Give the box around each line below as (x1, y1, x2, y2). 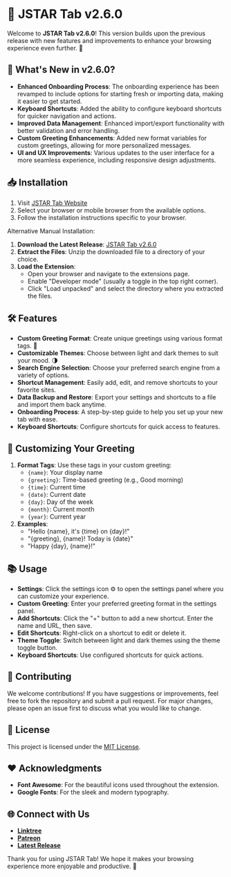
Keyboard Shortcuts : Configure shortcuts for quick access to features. (17, 422, 220, 431)
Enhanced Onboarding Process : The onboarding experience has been (17, 82, 219, 91)
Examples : (17, 520, 48, 528)
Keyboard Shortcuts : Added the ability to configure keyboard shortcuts (17, 104, 222, 113)
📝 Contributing (7, 671, 72, 682)
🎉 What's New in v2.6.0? (7, 64, 115, 75)
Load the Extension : (17, 262, 76, 271)
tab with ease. (17, 415, 58, 424)
